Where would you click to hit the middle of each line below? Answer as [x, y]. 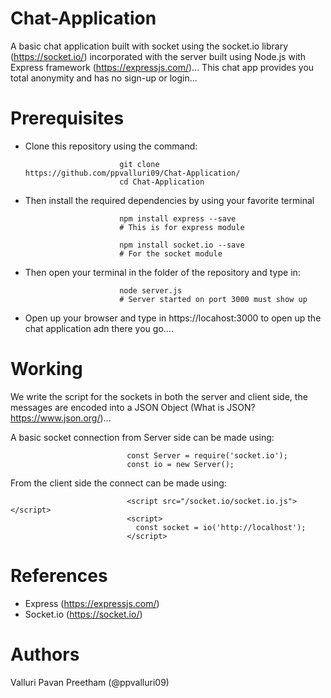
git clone [139, 164]
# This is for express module [182, 227]
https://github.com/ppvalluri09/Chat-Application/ [132, 173]
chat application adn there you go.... [99, 328]
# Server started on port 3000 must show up [213, 299]
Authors [45, 654]
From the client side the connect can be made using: [118, 483]
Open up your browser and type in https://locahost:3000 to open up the [173, 318]
